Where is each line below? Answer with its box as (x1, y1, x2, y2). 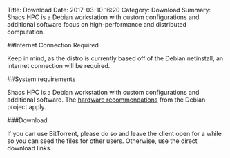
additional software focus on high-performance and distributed (7, 21, 187, 28)
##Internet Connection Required (7, 41, 99, 49)
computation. (7, 27, 45, 36)
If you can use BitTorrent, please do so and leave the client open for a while (7, 130, 222, 137)
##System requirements (7, 75, 76, 83)
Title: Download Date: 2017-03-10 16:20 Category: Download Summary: (7, 6, 211, 14)
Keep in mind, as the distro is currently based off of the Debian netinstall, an (7, 54, 224, 63)
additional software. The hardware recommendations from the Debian (7, 95, 206, 104)
